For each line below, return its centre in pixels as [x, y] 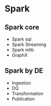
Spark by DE [24, 71]
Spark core [22, 27]
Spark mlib [23, 50]
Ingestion [21, 82]
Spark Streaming [29, 44]
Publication [23, 98]
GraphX [20, 55]
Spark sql [22, 39]
